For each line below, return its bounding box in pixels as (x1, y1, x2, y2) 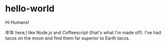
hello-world (5, 3, 55, 14)
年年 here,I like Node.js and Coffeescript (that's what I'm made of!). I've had (5, 29, 161, 35)
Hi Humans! (5, 19, 29, 25)
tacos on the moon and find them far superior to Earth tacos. (5, 35, 130, 41)
